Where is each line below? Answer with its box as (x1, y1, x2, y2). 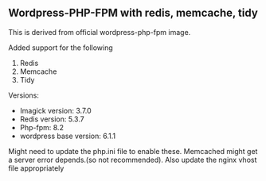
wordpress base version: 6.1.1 (19, 131, 116, 141)
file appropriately (8, 163, 65, 173)
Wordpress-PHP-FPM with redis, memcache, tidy (8, 6, 259, 20)
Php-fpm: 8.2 (19, 122, 64, 132)
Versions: (8, 90, 40, 100)
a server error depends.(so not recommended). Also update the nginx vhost (8, 155, 257, 164)
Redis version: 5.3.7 (19, 114, 85, 124)
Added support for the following (8, 43, 113, 52)
